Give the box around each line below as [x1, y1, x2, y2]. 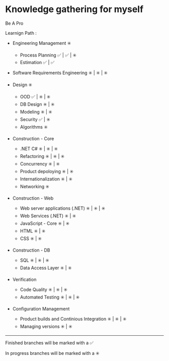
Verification [12, 276, 37, 282]
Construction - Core [12, 135, 54, 142]
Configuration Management [12, 306, 70, 312]
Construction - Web [12, 195, 54, 201]
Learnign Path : [5, 30, 37, 36]
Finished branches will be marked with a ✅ [5, 339, 94, 346]
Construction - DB [12, 247, 50, 253]
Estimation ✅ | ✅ [20, 59, 55, 65]
